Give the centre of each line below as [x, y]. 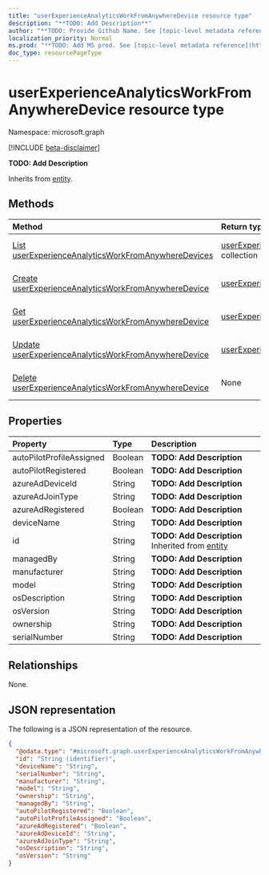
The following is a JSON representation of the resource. [100, 729]
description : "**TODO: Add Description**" [80, 23]
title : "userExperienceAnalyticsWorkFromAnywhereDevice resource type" [130, 16]
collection [240, 255]
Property [30, 444]
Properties [35, 421]
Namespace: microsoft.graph [56, 132]
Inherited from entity [189, 545]
